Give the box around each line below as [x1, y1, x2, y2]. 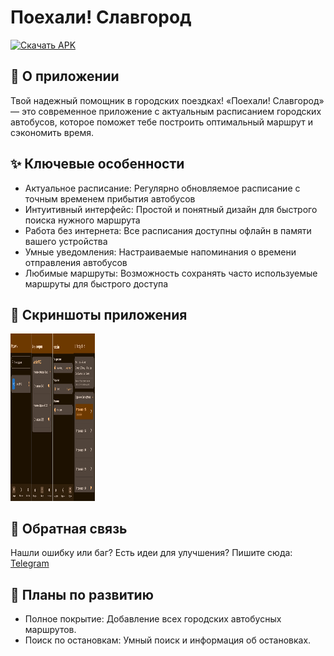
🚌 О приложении [10, 68, 120, 85]
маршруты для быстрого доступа [24, 277, 169, 290]
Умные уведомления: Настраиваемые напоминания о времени [24, 246, 297, 258]
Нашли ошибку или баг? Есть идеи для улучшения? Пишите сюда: [10, 547, 293, 559]
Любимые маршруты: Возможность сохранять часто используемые [24, 267, 318, 279]
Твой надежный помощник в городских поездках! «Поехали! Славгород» [10, 94, 325, 106]
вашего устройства [24, 235, 108, 247]
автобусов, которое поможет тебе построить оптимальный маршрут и [10, 116, 313, 128]
